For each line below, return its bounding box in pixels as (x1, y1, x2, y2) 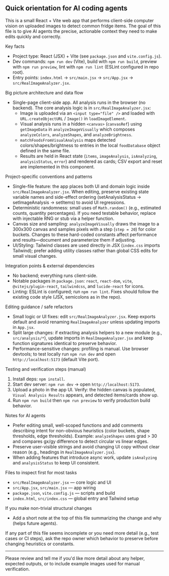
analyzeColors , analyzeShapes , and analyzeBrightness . (20, 131, 133, 138)
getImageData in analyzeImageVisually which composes (20, 126, 135, 132)
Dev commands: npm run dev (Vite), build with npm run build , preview (12, 58, 157, 65)
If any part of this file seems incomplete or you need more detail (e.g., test (5, 530, 159, 536)
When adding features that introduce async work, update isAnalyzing (12, 454, 157, 460)
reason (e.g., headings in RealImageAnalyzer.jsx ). (12, 449, 116, 455)
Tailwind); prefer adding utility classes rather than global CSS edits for (12, 247, 158, 254)
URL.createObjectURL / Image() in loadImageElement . (20, 116, 127, 122)
